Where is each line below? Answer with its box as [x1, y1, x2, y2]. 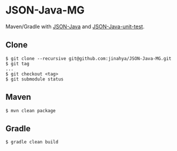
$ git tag [5, 61, 30, 66]
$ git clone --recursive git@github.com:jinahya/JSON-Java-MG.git [5, 55, 172, 62]
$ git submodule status [5, 76, 64, 82]
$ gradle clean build [5, 139, 59, 145]
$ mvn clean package [5, 108, 56, 113]
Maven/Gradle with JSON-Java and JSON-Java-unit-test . [5, 23, 145, 30]
